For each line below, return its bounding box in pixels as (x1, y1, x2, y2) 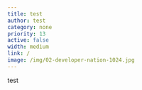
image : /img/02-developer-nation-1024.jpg (7, 57, 135, 64)
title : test (7, 10, 43, 18)
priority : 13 (7, 30, 46, 38)
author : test (7, 17, 46, 24)
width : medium (7, 43, 50, 50)
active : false (7, 37, 50, 44)
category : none (7, 23, 53, 30)
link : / (7, 50, 31, 57)
